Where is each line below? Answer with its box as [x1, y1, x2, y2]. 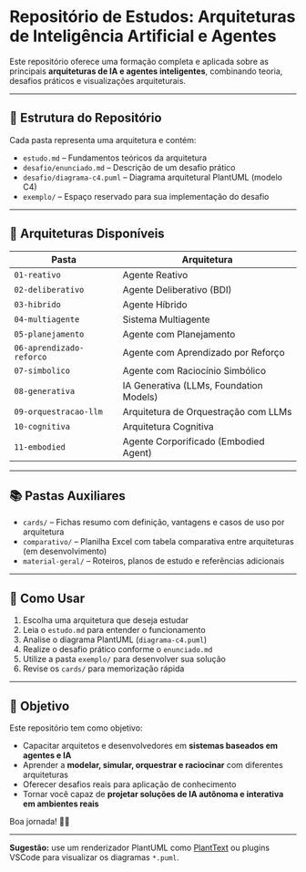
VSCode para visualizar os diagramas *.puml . [9, 852, 179, 863]
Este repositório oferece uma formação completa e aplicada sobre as [9, 56, 269, 67]
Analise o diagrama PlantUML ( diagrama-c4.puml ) [22, 634, 208, 645]
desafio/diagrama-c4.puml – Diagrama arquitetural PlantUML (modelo [22, 171, 282, 182]
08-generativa [14, 386, 76, 396]
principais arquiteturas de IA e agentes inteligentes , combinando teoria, [9, 66, 283, 77]
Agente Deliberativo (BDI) [122, 283, 232, 296]
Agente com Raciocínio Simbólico [122, 364, 267, 377]
